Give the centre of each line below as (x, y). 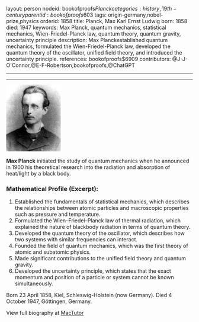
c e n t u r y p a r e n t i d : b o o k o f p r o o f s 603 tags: (57, 15)
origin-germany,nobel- (135, 15)
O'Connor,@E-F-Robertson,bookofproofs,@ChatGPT (70, 65)
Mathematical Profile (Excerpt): (52, 189)
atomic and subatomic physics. (53, 252)
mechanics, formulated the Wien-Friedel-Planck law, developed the (88, 46)
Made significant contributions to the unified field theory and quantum (100, 259)
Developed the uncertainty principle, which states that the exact (93, 271)
